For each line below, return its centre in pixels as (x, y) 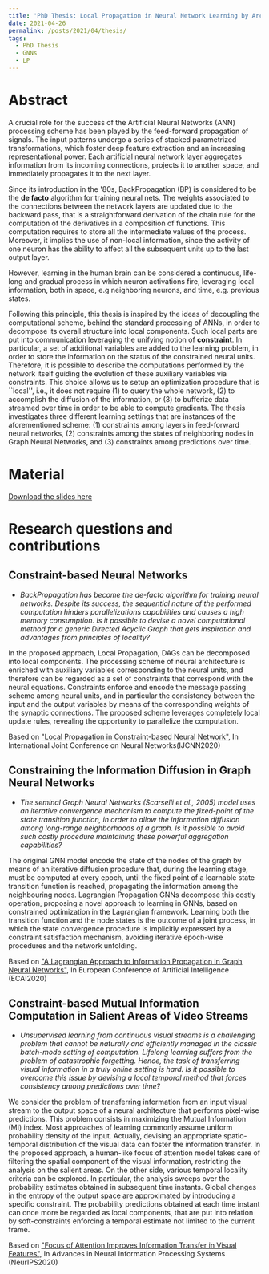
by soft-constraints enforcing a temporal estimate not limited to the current (131, 1221)
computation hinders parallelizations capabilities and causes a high (132, 611)
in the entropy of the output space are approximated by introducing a (122, 1195)
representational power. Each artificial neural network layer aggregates (125, 156)
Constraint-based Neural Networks (98, 576)
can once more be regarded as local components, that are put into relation (131, 1213)
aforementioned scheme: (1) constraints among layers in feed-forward (124, 424)
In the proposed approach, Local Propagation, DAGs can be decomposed (129, 653)
